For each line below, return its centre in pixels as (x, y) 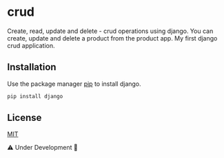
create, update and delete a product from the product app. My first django (112, 38)
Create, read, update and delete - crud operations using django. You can (110, 31)
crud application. (31, 45)
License (24, 118)
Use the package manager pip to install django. (74, 84)
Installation (32, 67)
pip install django (35, 96)
